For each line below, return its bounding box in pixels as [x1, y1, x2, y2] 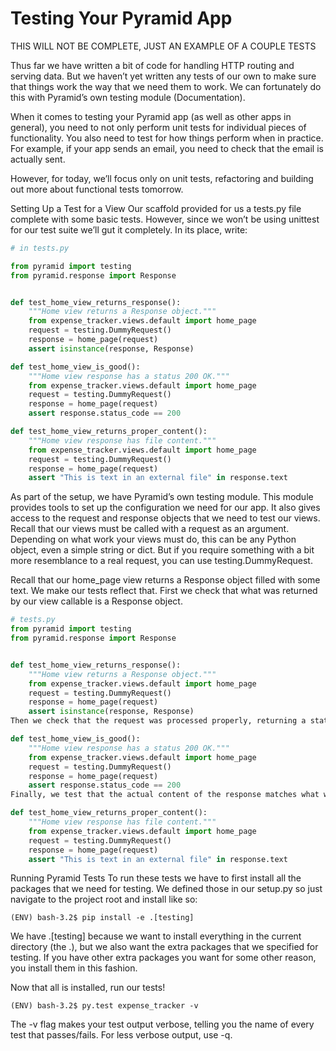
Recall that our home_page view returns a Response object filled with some [10, 574, 321, 586]
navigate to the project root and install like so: [10, 893, 198, 906]
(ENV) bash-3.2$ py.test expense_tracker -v [10, 1001, 199, 1011]
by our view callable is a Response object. [10, 595, 183, 607]
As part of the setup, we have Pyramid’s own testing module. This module [10, 491, 314, 503]
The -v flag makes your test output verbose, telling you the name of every [10, 1018, 315, 1031]
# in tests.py [10, 243, 70, 253]
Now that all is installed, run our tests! [10, 982, 166, 994]
